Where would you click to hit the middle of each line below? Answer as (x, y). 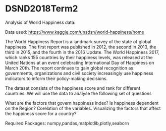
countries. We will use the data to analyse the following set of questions (79, 93)
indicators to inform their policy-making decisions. (56, 78)
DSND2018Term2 (42, 9)
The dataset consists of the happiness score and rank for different (73, 88)
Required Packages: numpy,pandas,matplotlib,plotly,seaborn (67, 123)
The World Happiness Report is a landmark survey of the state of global (78, 41)
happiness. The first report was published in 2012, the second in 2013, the (81, 47)
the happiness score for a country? (41, 113)
